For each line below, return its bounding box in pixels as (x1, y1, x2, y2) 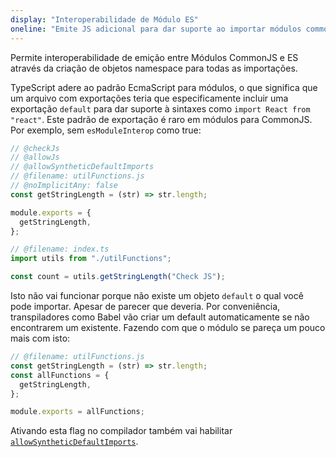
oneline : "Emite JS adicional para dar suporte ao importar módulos (10, 24, 302, 34)
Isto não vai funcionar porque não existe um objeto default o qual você (10, 290, 304, 301)
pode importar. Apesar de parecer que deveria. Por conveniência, (10, 301, 281, 312)
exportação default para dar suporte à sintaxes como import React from (10, 102, 311, 115)
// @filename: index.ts (10, 244, 110, 255)
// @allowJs (10, 152, 60, 163)
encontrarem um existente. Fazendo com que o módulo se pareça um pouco (10, 322, 326, 333)
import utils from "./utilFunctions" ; (10, 254, 172, 264)
